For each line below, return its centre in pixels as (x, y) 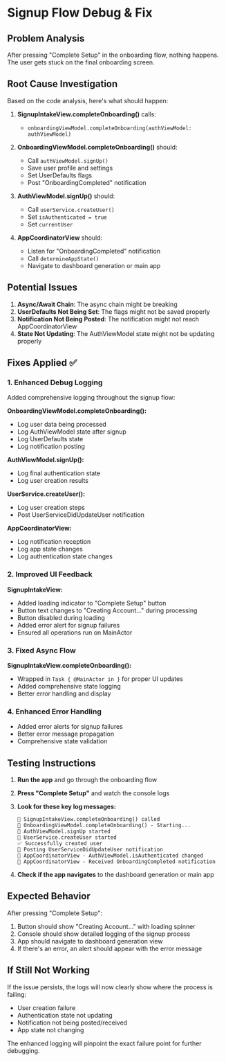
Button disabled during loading (61, 617)
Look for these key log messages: (66, 807)
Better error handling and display (64, 693)
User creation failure (46, 1008)
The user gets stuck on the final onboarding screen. (81, 62)
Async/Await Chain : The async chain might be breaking (97, 304)
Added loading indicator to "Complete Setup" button (92, 603)
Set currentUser (50, 224)
